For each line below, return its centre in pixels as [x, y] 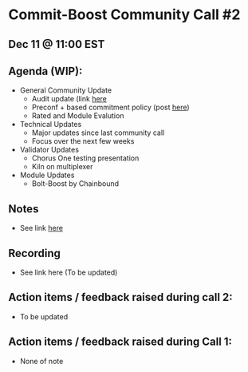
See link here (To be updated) [69, 272]
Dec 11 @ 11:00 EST [57, 44]
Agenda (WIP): [45, 71]
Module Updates [47, 175]
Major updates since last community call [98, 133]
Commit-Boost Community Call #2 [124, 15]
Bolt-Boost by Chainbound [75, 184]
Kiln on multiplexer [62, 167]
